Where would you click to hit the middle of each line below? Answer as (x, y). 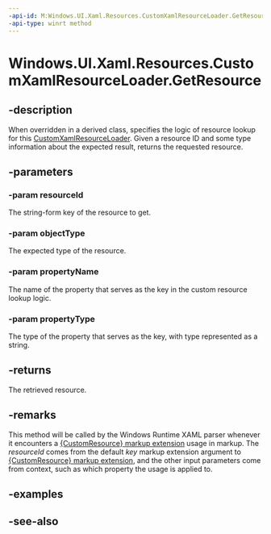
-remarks (32, 415)
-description (40, 110)
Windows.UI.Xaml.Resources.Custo (131, 63)
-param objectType (47, 233)
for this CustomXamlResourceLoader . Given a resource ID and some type (130, 138)
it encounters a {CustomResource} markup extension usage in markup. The (134, 443)
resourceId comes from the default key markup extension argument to (125, 452)
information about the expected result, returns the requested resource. (126, 147)
